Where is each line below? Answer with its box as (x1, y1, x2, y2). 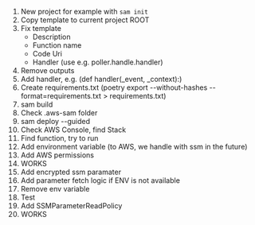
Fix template (20, 24, 62, 33)
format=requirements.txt (20, 91, 102, 100)
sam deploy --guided (20, 117, 91, 126)
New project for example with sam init (20, 7, 148, 16)
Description (32, 32, 71, 41)
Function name (32, 41, 82, 50)
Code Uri (32, 49, 63, 58)
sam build (20, 99, 53, 109)
